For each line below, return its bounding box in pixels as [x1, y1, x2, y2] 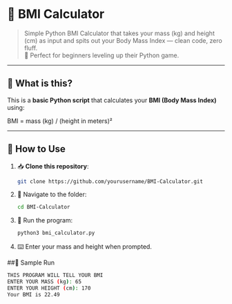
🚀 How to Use [7, 143, 66, 155]
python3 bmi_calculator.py [17, 229, 95, 237]
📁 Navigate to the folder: [17, 190, 87, 199]
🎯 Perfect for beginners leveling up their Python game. [23, 51, 180, 59]
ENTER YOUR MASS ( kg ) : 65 [7, 278, 81, 285]
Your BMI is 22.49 [7, 291, 60, 298]
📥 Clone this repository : [17, 162, 89, 170]
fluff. [23, 44, 38, 52]
